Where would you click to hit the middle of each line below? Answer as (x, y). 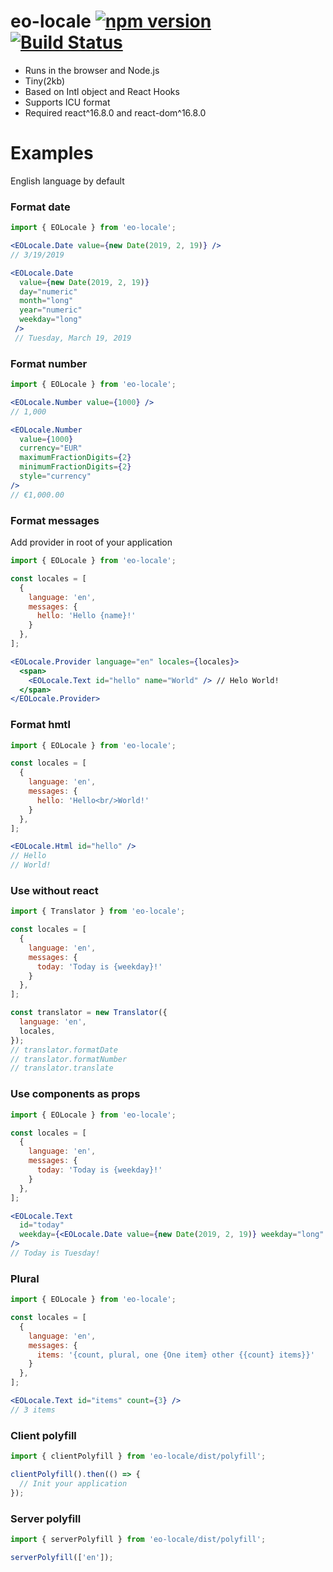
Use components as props (75, 1094)
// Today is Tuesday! (55, 1253)
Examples (52, 153)
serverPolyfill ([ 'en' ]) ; (62, 1557)
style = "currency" (55, 476)
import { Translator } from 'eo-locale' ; (98, 911)
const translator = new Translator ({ (89, 1013)
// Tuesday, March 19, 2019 (73, 338)
